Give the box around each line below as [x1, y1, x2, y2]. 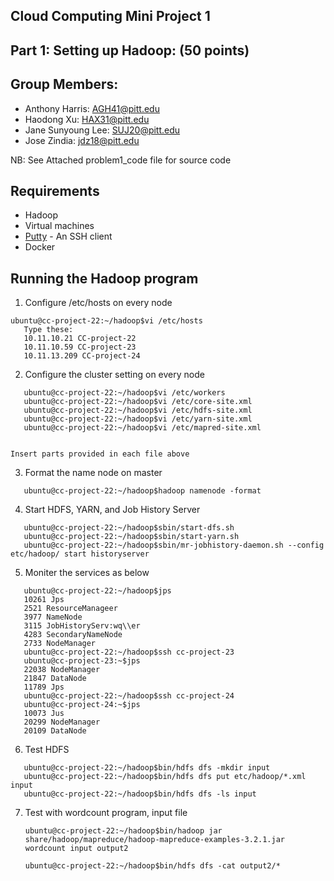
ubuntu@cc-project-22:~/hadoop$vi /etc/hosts [10, 316, 203, 326]
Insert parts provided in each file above [10, 449, 190, 459]
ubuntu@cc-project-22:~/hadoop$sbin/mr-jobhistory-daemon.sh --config [23, 540, 325, 551]
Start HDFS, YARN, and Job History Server [24, 504, 201, 516]
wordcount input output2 [24, 844, 129, 854]
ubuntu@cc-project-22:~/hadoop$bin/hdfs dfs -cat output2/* [24, 861, 281, 871]
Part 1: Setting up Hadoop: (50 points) [10, 42, 250, 59]
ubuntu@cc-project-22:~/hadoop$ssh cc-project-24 [23, 691, 235, 701]
